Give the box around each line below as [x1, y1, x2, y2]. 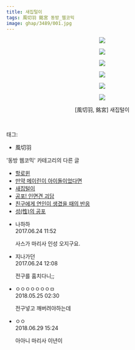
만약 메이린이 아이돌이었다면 [15, 177, 83, 184]
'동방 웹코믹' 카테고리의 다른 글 [6, 156, 80, 164]
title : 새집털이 [6, 9, 43, 15]
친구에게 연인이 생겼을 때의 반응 [15, 200, 90, 208]
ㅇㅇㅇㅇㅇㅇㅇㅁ [15, 285, 55, 293]
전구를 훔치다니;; [15, 272, 55, 280]
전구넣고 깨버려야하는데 [15, 305, 71, 312]
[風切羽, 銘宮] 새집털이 [75, 106, 130, 113]
